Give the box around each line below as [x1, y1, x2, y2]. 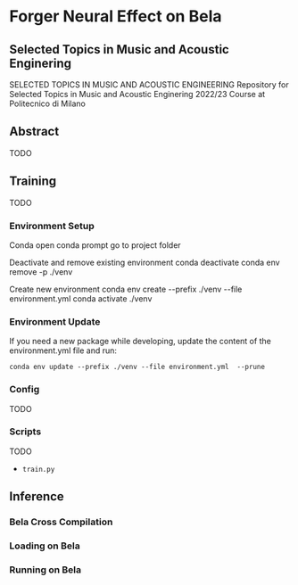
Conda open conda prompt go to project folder [9, 239, 181, 251]
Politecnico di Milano [9, 98, 87, 109]
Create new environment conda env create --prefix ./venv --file [9, 284, 243, 294]
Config [9, 383, 40, 396]
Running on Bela [9, 564, 82, 576]
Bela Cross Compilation [9, 515, 113, 528]
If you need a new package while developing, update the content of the [9, 336, 272, 347]
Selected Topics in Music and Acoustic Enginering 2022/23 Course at [9, 89, 266, 99]
